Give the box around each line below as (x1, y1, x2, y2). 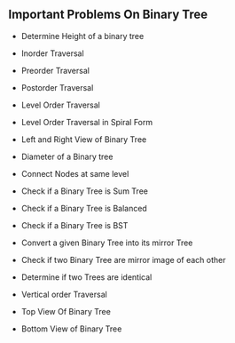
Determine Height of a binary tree (20, 30, 145, 41)
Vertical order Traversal (20, 289, 107, 299)
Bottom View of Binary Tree (20, 323, 122, 334)
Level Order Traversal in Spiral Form (20, 116, 153, 127)
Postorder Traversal (20, 82, 94, 92)
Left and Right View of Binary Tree (20, 133, 147, 145)
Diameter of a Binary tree (20, 151, 114, 162)
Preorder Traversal (20, 65, 90, 76)
